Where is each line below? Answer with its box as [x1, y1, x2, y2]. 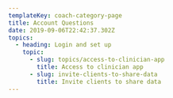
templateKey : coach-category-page [8, 11, 123, 20]
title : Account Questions [8, 19, 94, 27]
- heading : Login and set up [15, 41, 112, 49]
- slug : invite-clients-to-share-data [29, 70, 158, 78]
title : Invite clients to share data [37, 77, 161, 85]
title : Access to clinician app [37, 63, 144, 71]
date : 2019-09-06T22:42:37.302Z [8, 26, 115, 34]
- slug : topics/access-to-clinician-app [29, 56, 165, 64]
